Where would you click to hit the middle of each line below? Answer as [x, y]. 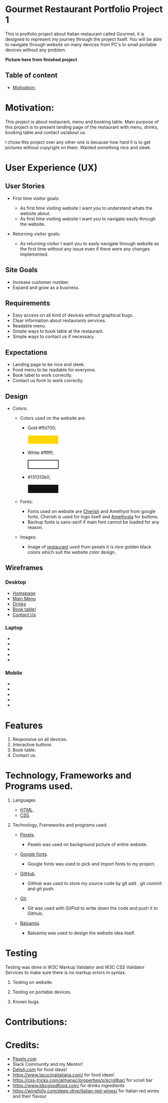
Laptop [14, 627]
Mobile [14, 673]
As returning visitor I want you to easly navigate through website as [90, 243]
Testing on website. [33, 982]
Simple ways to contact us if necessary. [54, 337]
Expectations [26, 352]
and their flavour [29, 1096]
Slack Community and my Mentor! [48, 1064]
